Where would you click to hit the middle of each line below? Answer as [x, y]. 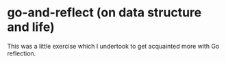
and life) [31, 27]
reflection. [22, 53]
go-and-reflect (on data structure [104, 13]
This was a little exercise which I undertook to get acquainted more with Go [113, 46]
